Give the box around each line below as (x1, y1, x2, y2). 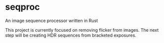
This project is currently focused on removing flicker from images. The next (5, 27, 159, 33)
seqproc (5, 1, 41, 13)
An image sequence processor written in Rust (5, 18, 98, 23)
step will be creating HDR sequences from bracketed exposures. (5, 32, 137, 38)
